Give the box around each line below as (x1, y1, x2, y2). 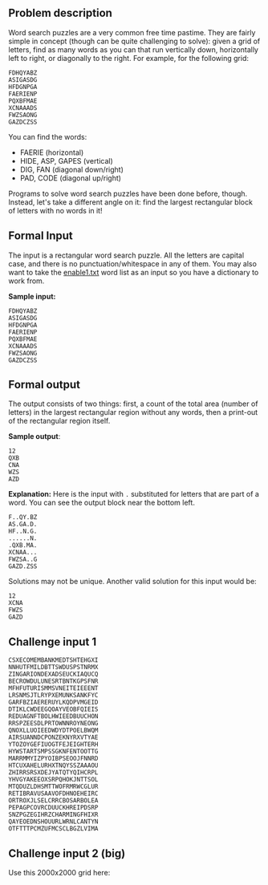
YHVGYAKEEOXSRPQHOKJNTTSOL (8, 776, 99, 784)
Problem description (8, 6, 112, 20)
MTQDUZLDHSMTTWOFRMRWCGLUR (8, 782, 99, 791)
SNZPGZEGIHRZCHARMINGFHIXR (8, 810, 99, 819)
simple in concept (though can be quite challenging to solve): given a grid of (8, 36, 261, 46)
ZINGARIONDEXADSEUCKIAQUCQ (8, 670, 99, 679)
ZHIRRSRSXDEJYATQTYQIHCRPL (8, 769, 99, 777)
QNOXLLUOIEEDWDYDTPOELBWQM (8, 726, 99, 735)
